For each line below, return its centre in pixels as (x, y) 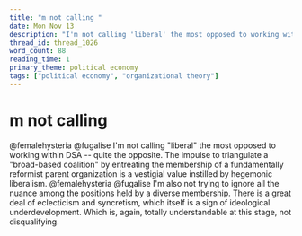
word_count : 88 (38, 51)
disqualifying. (35, 222)
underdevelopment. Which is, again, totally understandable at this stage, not (151, 212)
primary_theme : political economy (74, 68)
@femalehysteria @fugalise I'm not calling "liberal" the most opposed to (143, 145)
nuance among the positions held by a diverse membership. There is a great (151, 193)
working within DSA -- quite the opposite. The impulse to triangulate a (139, 154)
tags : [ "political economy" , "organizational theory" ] (114, 76)
